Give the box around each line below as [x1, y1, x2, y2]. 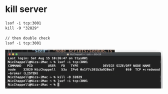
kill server [5, 3, 47, 15]
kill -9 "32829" [5, 25, 39, 30]
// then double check [5, 35, 50, 40]
